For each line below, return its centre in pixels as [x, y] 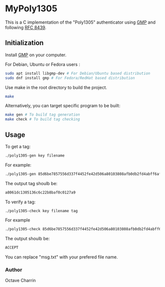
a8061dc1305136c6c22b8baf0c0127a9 [41, 192]
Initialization [25, 43]
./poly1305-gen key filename [35, 156]
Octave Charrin [20, 281]
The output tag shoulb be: [31, 183]
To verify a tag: [20, 202]
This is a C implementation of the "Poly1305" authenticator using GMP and [80, 22]
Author [14, 270]
